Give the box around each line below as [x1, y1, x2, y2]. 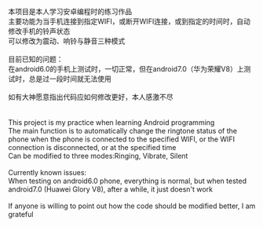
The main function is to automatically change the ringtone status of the [8, 126, 238, 135]
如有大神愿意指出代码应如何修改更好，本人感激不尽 [8, 93, 174, 101]
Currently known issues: [8, 168, 87, 177]
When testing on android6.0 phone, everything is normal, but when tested [8, 176, 247, 185]
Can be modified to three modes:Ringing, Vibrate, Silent [8, 152, 188, 160]
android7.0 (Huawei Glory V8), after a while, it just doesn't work [8, 185, 214, 194]
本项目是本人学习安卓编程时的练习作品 [8, 7, 132, 16]
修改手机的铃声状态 [8, 27, 71, 35]
